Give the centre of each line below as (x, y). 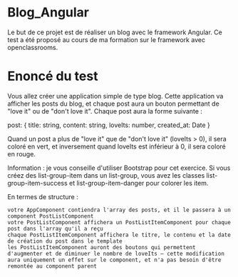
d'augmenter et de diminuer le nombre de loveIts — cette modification (116, 253)
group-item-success (37, 183)
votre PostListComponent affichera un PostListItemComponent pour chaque (119, 222)
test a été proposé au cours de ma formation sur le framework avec (106, 39)
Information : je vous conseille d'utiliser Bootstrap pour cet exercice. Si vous (119, 168)
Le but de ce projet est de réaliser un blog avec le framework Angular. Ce (115, 32)
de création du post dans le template (65, 241)
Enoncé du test (53, 76)
